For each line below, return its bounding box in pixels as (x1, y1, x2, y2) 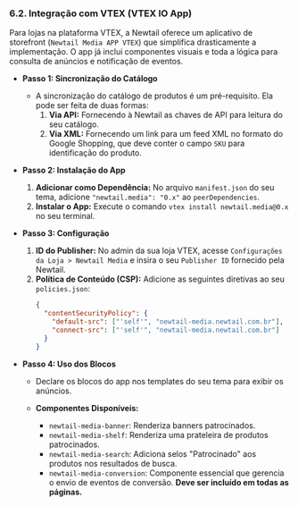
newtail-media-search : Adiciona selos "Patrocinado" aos (48, 448, 257, 459)
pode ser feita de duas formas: (35, 100, 149, 111)
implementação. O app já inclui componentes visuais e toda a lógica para (9, 46, 278, 57)
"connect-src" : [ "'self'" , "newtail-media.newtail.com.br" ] (52, 325, 280, 334)
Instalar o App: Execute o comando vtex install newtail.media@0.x (35, 201, 289, 212)
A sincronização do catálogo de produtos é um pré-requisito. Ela (35, 90, 274, 101)
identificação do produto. (48, 148, 143, 158)
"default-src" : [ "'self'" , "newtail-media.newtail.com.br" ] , (52, 317, 284, 326)
